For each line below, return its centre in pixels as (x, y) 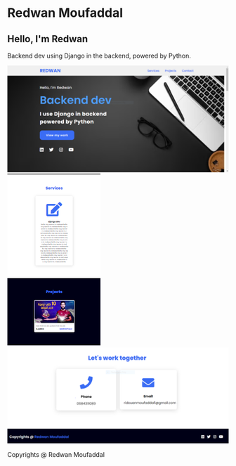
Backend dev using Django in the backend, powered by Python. (99, 56)
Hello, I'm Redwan (48, 39)
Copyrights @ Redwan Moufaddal (56, 455)
